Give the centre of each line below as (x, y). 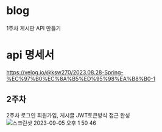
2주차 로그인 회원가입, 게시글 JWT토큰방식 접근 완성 (68, 115)
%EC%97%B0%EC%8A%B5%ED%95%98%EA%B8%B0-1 (81, 78)
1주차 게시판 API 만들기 (33, 28)
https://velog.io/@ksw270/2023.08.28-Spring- (65, 72)
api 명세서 (30, 55)
